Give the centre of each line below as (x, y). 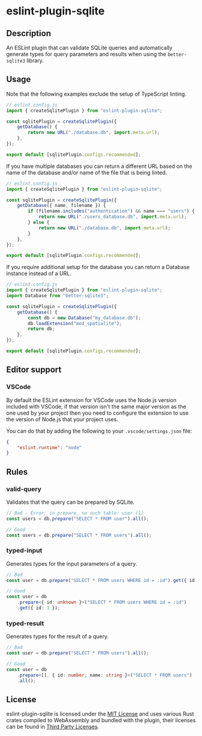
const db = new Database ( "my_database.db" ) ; (84, 318)
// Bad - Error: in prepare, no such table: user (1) (75, 513)
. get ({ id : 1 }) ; (39, 608)
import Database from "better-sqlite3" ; (58, 296)
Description (29, 33)
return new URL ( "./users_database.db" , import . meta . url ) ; (112, 217)
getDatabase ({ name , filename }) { (62, 206)
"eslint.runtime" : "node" (50, 447)
